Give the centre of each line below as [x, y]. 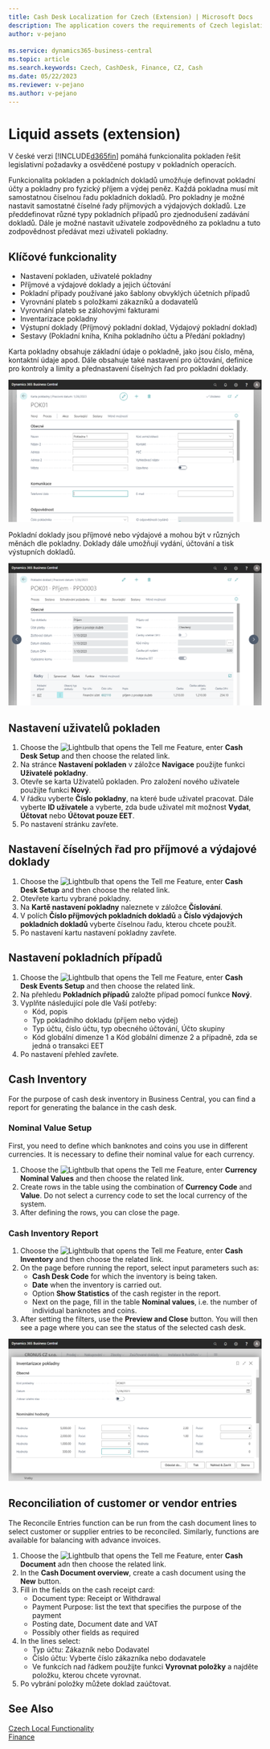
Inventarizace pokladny [59, 319]
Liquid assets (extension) [94, 134]
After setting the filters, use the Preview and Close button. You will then [139, 1319]
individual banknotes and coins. [84, 1311]
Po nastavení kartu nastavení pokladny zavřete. [98, 932]
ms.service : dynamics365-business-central [80, 51]
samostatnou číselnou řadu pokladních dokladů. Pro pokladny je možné [127, 198]
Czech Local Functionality [51, 1728]
